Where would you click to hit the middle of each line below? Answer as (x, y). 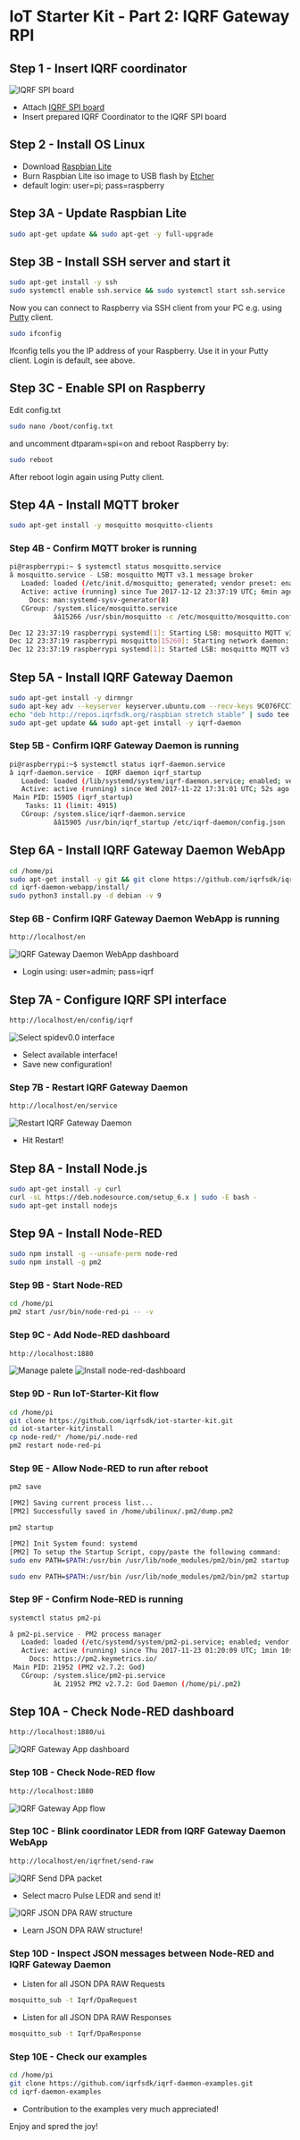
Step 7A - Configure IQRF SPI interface (118, 1000)
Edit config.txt (35, 409)
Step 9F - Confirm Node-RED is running (96, 1599)
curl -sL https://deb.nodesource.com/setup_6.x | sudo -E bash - (133, 1197)
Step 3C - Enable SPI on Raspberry (108, 388)
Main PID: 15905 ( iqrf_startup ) (73, 797)
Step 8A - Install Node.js (79, 1168)
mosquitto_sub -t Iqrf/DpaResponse (75, 2034)
